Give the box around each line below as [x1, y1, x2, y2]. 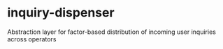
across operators [7, 35, 57, 43]
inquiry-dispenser [7, 5, 115, 21]
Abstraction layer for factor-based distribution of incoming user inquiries [7, 28, 217, 36]
